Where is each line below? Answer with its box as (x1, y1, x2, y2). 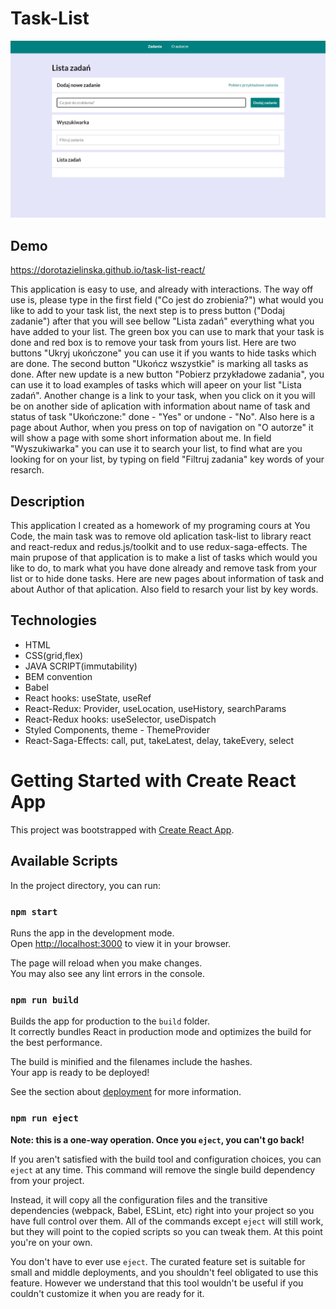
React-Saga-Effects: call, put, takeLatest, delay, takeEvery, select (24, 734, 295, 746)
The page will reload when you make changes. (10, 957, 203, 969)
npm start (10, 906, 58, 917)
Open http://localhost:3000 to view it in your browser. (10, 937, 232, 949)
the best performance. (10, 1037, 103, 1049)
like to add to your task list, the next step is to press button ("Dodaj (10, 305, 285, 317)
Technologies (10, 612, 98, 629)
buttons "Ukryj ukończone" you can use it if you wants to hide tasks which (10, 347, 317, 359)
